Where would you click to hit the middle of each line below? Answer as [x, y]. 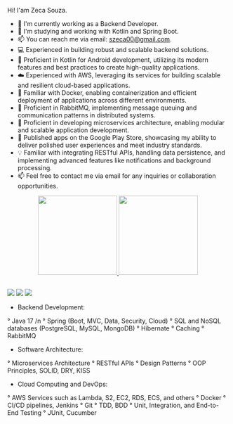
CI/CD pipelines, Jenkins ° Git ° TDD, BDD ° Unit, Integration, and [101, 405]
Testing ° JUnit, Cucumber [58, 413]
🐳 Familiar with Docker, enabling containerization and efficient [107, 93]
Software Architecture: [50, 349]
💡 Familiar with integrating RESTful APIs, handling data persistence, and [121, 153]
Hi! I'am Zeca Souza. [37, 10]
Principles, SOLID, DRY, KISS [49, 371]
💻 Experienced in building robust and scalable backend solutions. [113, 50]
